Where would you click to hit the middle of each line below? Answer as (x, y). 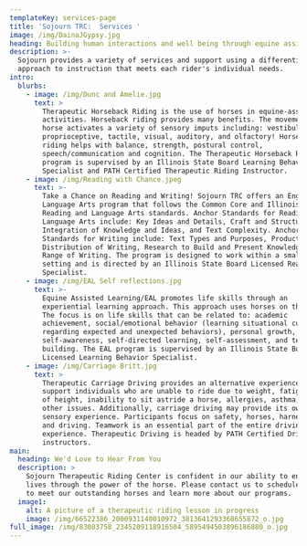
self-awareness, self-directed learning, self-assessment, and (165, 341)
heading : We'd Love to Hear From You (90, 459)
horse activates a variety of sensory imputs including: (153, 129)
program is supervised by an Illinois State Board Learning (159, 162)
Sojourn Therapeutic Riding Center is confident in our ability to (157, 477)
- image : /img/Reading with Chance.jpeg (104, 179)
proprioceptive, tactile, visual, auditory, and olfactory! (159, 137)
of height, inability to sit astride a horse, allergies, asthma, (171, 400)
